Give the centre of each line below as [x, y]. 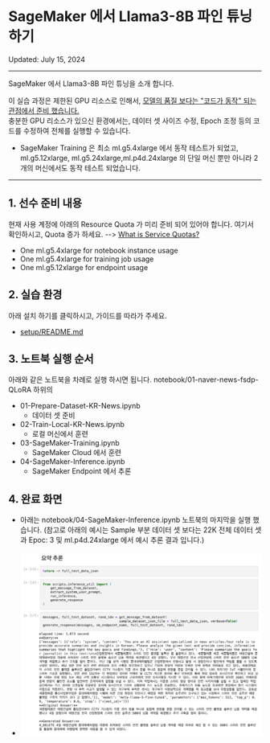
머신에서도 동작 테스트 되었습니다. [88, 168]
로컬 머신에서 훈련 [60, 434]
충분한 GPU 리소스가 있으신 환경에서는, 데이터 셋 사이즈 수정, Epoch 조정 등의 [130, 121]
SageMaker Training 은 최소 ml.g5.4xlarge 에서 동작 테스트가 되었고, [129, 148]
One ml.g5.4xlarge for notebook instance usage [99, 250]
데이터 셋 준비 [53, 416]
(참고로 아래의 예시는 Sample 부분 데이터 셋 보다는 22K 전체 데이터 [148, 530]
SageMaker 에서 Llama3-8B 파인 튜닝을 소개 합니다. [91, 83]
